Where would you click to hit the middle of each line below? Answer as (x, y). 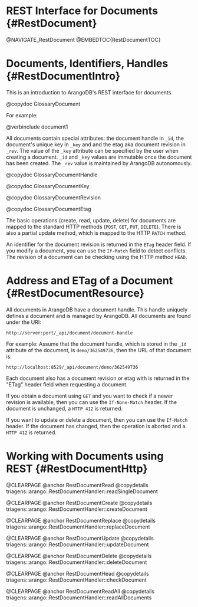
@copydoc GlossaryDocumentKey (48, 186)
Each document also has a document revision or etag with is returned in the (98, 378)
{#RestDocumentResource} (75, 293)
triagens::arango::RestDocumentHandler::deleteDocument (77, 562)
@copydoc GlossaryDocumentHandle (52, 175)
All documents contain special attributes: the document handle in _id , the (95, 138)
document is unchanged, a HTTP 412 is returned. (64, 408)
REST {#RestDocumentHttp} (77, 469)
